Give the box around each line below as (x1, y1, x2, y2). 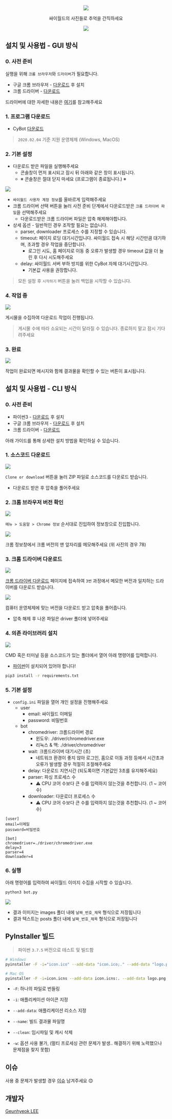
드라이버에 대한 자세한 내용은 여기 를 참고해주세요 (5, 99, 103, 105)
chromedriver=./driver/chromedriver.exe (5, 840, 93, 846)
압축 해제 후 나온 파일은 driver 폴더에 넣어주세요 (12, 616, 109, 622)
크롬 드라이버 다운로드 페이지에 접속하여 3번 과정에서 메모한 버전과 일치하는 (5, 578, 155, 584)
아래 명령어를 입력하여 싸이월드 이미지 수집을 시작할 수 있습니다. (5, 879, 133, 886)
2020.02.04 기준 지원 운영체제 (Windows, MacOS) (17, 136, 120, 143)
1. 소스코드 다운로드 (5, 451, 51, 459)
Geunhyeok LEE (5, 1108, 39, 1114)
